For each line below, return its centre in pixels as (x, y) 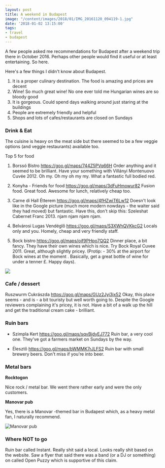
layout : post (18, 10)
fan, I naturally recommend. (33, 417)
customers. (16, 392)
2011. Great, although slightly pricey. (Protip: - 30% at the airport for (81, 251)
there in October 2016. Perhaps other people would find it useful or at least (81, 56)
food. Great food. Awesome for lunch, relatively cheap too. (72, 191)
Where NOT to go (26, 439)
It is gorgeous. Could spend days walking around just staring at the (80, 102)
